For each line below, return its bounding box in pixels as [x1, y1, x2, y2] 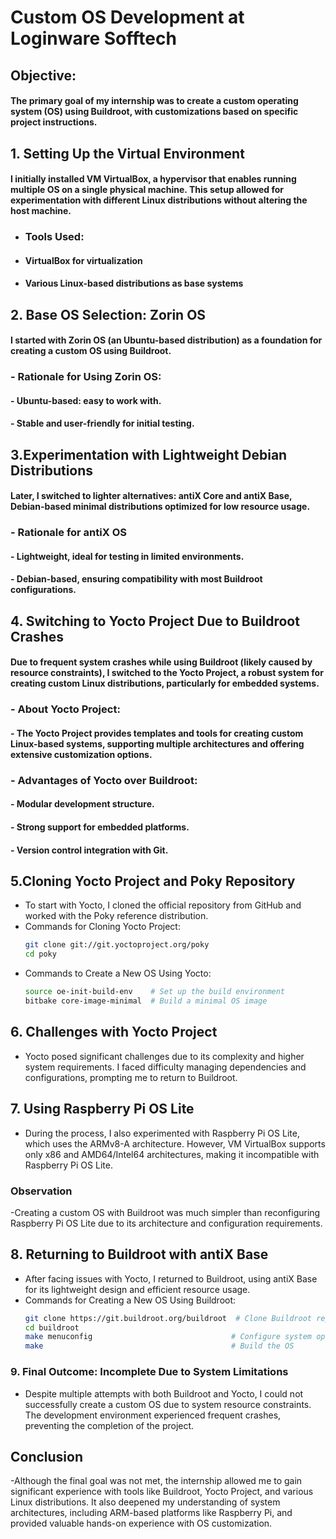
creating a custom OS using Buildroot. [10, 345, 172, 357]
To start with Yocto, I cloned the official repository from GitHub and [24, 899, 302, 911]
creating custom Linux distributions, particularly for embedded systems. [10, 677, 320, 690]
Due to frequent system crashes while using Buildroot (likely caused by [10, 656, 313, 668]
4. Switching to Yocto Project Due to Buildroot [10, 612, 300, 630]
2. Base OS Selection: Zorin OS [10, 306, 207, 323]
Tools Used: [24, 230, 85, 244]
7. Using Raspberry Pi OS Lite [10, 1101, 195, 1118]
